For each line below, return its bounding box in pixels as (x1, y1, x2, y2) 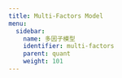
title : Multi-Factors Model (8, 11, 104, 20)
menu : (8, 19, 27, 28)
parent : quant (23, 50, 71, 58)
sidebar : (15, 27, 46, 35)
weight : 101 (23, 58, 63, 66)
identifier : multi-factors (23, 42, 115, 50)
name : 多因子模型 (23, 34, 76, 43)
